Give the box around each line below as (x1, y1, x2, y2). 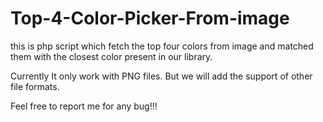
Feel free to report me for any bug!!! (10, 100, 158, 112)
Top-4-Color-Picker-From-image (10, 7, 290, 30)
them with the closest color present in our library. (10, 50, 213, 62)
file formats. (10, 80, 60, 92)
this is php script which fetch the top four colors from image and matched (10, 40, 314, 52)
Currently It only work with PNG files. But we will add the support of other (10, 70, 313, 82)
